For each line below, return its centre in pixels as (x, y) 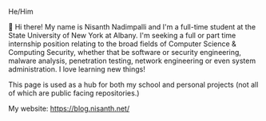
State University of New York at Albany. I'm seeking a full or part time (122, 35)
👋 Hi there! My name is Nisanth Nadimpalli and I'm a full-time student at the (132, 27)
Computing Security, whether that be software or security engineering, (125, 52)
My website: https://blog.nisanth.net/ (69, 108)
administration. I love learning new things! (77, 69)
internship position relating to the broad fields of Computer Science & (123, 44)
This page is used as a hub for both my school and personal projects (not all (133, 84)
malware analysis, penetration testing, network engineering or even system (132, 60)
